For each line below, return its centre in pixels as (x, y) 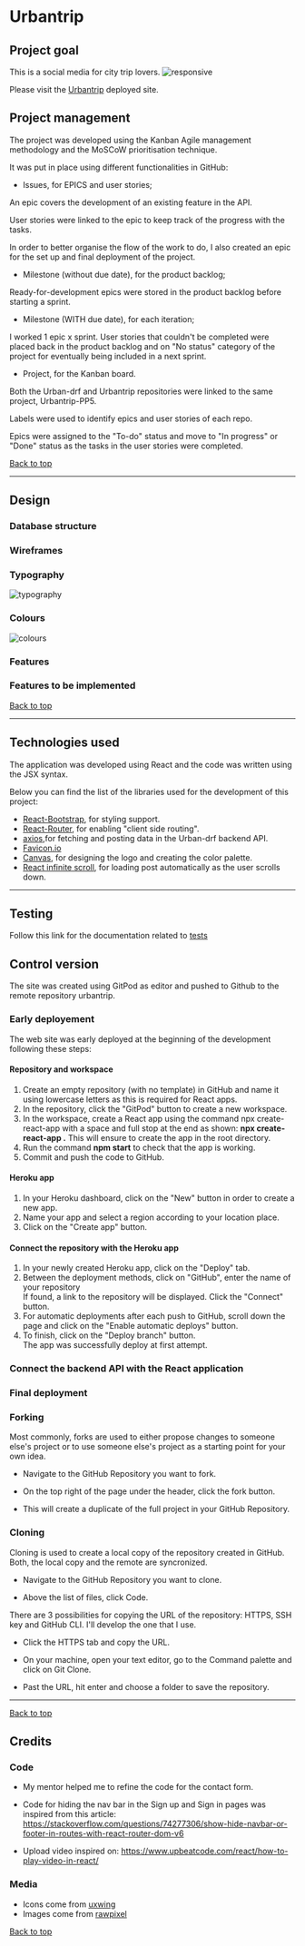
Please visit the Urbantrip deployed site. (84, 89)
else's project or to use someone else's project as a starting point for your (148, 1447)
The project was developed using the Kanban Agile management (130, 140)
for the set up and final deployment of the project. (103, 257)
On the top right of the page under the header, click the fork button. (149, 1491)
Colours (27, 618)
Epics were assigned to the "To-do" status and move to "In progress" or (144, 436)
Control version (54, 964)
